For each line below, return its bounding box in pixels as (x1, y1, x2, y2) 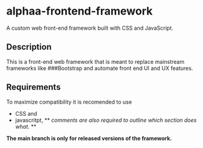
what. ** (15, 123, 36, 130)
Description (6, 42, 52, 52)
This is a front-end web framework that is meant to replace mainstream (6, 58, 185, 65)
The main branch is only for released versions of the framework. (6, 135, 172, 142)
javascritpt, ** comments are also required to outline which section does (15, 116, 197, 124)
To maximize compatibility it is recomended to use (6, 98, 132, 106)
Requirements (6, 82, 61, 92)
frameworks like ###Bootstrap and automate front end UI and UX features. (6, 64, 193, 72)
